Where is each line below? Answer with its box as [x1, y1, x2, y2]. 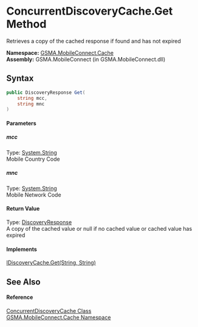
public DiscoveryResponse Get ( [6, 90, 86, 96]
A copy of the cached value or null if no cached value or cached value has [6, 225, 193, 232]
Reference [6, 294, 33, 301]
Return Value [6, 205, 40, 213]
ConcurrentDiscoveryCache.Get [6, 4, 173, 18]
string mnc [17, 100, 45, 107]
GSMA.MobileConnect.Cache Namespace [6, 314, 111, 321]
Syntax [6, 73, 34, 83]
